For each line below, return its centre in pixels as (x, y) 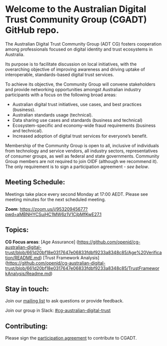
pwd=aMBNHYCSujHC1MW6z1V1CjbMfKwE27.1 (53, 214)
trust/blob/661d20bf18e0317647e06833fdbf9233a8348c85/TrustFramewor (83, 268)
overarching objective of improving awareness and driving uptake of (75, 69)
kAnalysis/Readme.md (28, 273)
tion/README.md (23, 258)
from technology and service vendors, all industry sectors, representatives (82, 151)
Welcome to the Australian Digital (76, 9)
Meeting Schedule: (35, 182)
